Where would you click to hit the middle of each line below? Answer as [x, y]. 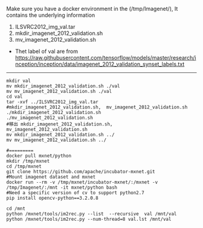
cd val [14, 97]
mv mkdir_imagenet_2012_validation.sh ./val [63, 86]
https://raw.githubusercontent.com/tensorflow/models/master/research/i [105, 58]
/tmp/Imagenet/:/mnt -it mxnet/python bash [62, 188]
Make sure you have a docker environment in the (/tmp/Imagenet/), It [92, 9]
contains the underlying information [51, 15]
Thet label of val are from [47, 51]
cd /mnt [16, 209]
